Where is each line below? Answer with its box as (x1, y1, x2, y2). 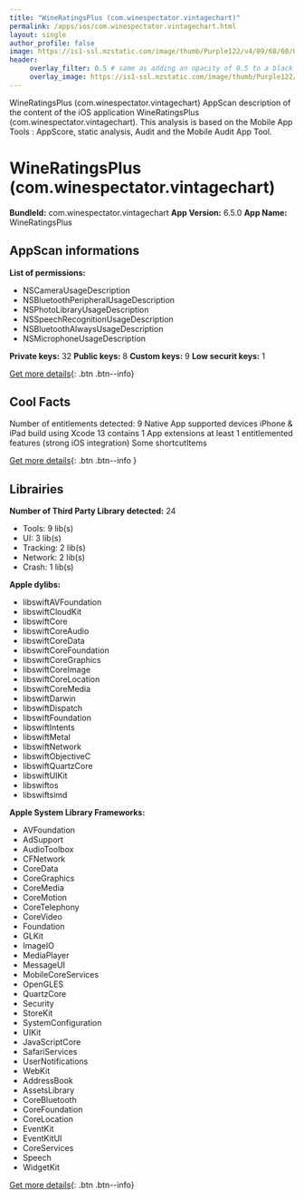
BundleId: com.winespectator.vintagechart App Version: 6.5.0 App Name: (9, 207, 288, 218)
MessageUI (22, 960, 66, 970)
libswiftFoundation (22, 713, 92, 724)
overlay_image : (29, 73, 88, 82)
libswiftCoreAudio (22, 626, 90, 637)
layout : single (9, 30, 67, 39)
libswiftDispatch (22, 703, 83, 714)
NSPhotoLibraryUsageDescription (22, 304, 149, 315)
